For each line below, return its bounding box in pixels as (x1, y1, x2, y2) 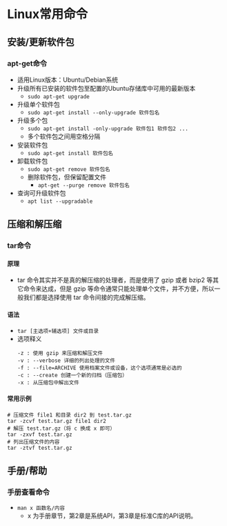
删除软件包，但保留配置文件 (27, 172, 107, 181)
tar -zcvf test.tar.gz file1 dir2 (7, 417, 107, 424)
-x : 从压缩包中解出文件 (17, 379, 79, 386)
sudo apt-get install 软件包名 (27, 149, 114, 156)
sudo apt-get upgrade (27, 93, 90, 100)
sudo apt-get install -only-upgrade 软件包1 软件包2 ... (27, 125, 188, 132)
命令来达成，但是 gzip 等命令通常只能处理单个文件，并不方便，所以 (23, 284, 215, 293)
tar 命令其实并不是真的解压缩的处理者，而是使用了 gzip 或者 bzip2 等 (17, 276, 213, 284)
